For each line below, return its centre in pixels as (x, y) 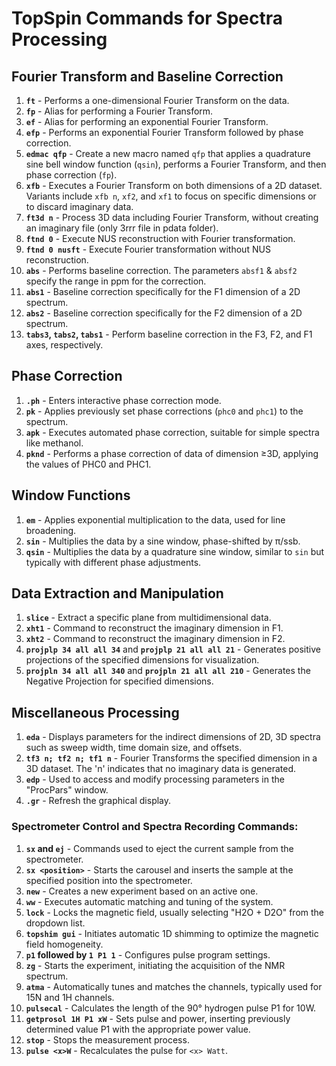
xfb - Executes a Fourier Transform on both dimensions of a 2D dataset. (174, 185)
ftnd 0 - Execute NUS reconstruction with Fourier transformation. (160, 238)
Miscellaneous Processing (95, 712)
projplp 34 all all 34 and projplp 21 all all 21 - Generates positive (173, 649)
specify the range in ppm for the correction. (116, 281)
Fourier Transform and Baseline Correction (147, 76)
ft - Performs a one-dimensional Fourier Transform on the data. (157, 100)
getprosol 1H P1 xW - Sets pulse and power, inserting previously (158, 1018)
